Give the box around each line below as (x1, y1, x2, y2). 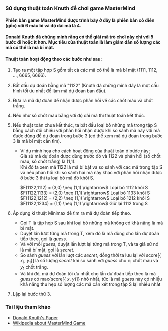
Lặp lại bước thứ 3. (12, 291, 51, 297)
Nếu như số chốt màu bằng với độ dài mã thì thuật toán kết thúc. (12, 113, 145, 119)
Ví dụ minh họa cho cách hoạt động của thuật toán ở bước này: (20, 148, 150, 154)
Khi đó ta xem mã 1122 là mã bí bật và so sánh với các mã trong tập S (20, 164, 163, 170)
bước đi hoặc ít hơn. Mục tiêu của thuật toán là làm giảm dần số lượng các (5, 39, 161, 45)
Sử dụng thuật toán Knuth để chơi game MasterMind (5, 5, 135, 12)
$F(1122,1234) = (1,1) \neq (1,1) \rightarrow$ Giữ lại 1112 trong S (20, 201, 148, 207)
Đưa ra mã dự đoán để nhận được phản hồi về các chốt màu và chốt (12, 98, 153, 104)
